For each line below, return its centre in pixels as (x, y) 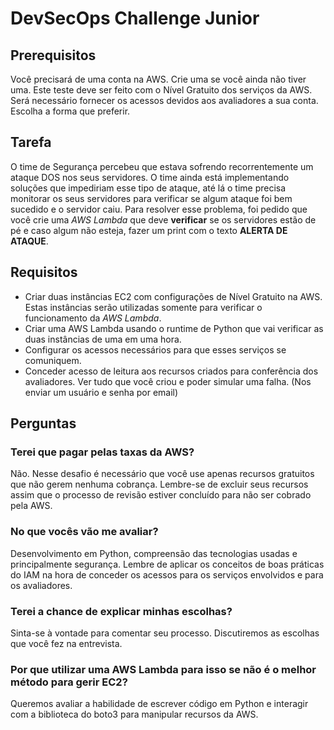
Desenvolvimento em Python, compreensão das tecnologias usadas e (154, 553)
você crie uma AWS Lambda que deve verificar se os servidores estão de (163, 219)
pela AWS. (31, 506)
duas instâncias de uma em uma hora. (103, 339)
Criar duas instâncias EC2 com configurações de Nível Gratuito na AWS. (173, 296)
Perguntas (43, 423)
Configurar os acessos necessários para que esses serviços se (155, 349)
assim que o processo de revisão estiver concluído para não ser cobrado (161, 495)
